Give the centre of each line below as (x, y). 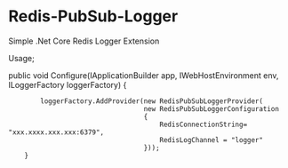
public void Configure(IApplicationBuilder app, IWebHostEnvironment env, (144, 75)
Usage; (21, 58)
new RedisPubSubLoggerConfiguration (211, 108)
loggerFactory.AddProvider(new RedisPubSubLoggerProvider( (152, 101)
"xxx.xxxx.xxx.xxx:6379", (56, 132)
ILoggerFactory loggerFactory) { (68, 84)
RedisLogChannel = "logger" (212, 140)
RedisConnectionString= (204, 124)
